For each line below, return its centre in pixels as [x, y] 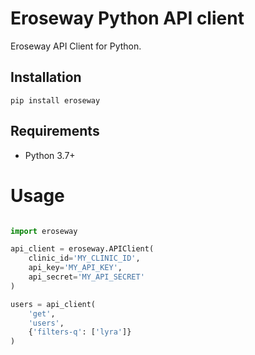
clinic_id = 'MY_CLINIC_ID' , [84, 258]
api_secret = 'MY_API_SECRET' [86, 277]
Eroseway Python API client [127, 18]
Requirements [55, 131]
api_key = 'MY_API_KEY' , [75, 268]
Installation [46, 77]
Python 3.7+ [50, 155]
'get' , [42, 313]
